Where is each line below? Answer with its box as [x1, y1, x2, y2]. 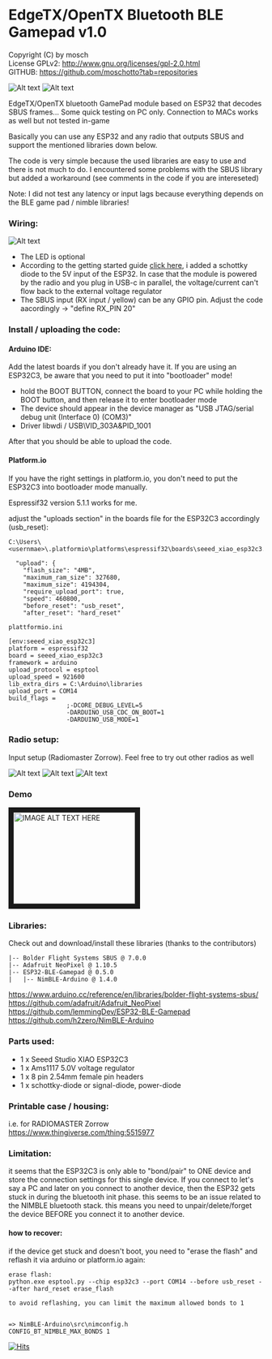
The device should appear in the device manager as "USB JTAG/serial [19, 403, 254, 413]
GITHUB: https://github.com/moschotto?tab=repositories [8, 67, 198, 76]
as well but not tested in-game [8, 115, 110, 125]
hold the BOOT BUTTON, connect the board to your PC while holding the [19, 386, 263, 396]
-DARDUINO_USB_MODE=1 [66, 715, 139, 723]
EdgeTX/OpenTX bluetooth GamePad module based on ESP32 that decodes [8, 98, 262, 108]
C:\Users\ [8, 537, 42, 546]
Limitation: [8, 1147, 52, 1158]
